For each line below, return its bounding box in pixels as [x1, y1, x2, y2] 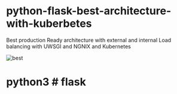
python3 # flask [6, 76, 87, 89]
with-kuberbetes [6, 17, 92, 30]
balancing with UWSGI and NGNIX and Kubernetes [6, 43, 132, 50]
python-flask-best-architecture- [6, 4, 172, 18]
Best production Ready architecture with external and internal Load [6, 36, 172, 43]
